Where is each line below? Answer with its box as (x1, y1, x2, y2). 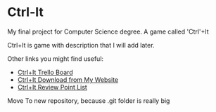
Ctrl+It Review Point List (17, 83, 88, 91)
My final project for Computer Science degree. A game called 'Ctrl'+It (7, 27, 209, 36)
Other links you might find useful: (7, 54, 104, 63)
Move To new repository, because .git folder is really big (7, 96, 170, 105)
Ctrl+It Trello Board (17, 68, 73, 76)
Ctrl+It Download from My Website (17, 75, 119, 84)
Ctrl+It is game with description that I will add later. (7, 41, 155, 49)
